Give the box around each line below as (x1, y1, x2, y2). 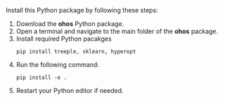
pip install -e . (15, 74, 67, 81)
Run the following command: (15, 60, 99, 69)
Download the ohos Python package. (15, 20, 124, 27)
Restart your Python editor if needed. (15, 87, 124, 94)
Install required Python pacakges (15, 34, 112, 43)
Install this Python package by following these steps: (6, 6, 158, 14)
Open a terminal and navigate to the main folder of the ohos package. (15, 27, 219, 35)
